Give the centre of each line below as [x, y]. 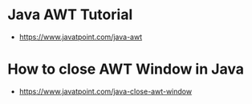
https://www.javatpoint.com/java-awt [80, 37]
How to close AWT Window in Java [126, 69]
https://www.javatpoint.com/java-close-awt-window [106, 91]
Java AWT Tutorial [70, 15]
